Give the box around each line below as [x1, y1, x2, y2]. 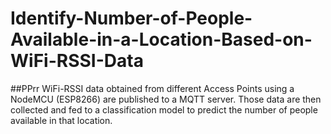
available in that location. [10, 114, 113, 126]
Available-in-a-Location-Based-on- [10, 28, 313, 51]
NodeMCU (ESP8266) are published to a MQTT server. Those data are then [10, 93, 322, 105]
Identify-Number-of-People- [10, 7, 253, 30]
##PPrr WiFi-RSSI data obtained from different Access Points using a [10, 82, 295, 94]
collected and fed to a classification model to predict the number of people [10, 103, 318, 116]
